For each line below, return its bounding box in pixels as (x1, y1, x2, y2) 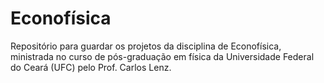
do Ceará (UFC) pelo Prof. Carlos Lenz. (10, 61, 172, 73)
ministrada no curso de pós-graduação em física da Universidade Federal (10, 50, 315, 62)
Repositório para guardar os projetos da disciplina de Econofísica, (10, 40, 282, 52)
